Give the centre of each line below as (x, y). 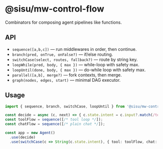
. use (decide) (23, 137)
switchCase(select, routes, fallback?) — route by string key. (75, 60)
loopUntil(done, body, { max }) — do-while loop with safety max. (79, 70)
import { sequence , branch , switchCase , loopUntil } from (65, 106)
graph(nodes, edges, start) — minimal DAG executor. (66, 80)
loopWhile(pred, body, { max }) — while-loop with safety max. (76, 64)
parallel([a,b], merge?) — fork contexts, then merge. (67, 75)
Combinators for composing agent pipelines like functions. (64, 22)
